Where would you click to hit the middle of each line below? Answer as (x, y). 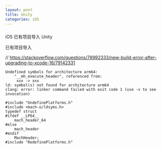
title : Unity (19, 15)
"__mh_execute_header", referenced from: (58, 77)
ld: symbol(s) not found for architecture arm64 (57, 85)
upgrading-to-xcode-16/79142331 (40, 63)
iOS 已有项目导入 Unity (29, 37)
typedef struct (21, 112)
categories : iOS (22, 19)
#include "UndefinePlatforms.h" (39, 103)
